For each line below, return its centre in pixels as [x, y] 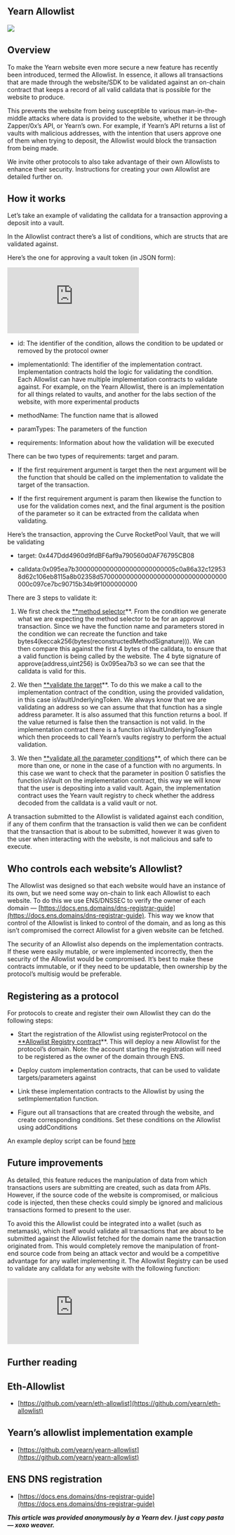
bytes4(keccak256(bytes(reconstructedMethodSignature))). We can [116, 641]
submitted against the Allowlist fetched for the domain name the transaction [117, 1238]
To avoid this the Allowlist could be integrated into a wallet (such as [105, 1223]
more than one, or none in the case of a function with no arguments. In [120, 766]
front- [211, 1246]
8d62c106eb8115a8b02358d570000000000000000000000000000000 [122, 577]
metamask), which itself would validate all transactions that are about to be [115, 1231]
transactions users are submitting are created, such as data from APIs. [109, 1187]
